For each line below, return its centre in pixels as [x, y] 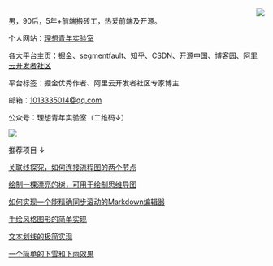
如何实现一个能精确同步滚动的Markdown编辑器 [87, 202]
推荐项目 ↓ [27, 150]
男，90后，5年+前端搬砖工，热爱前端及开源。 [85, 21]
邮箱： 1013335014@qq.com [55, 100]
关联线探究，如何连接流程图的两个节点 [72, 167]
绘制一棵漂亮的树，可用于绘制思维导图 [72, 185]
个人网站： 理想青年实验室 [51, 38]
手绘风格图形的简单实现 [48, 219]
